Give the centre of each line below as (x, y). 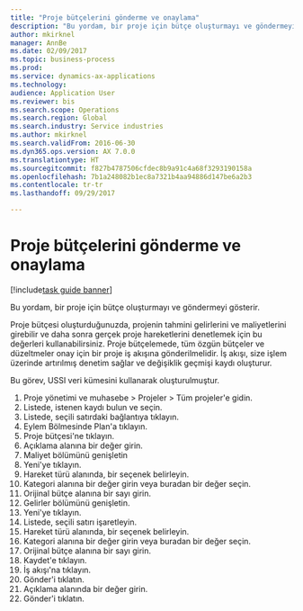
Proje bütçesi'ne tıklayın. (69, 436)
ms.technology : (39, 85)
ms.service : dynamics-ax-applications (83, 76)
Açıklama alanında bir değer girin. (85, 589)
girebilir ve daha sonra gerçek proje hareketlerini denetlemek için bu (137, 334)
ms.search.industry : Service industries (87, 127)
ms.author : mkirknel (49, 135)
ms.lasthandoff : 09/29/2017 (63, 193)
